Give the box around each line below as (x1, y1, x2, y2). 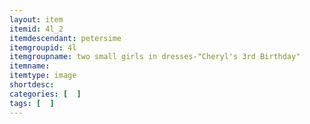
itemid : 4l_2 (9, 24, 64, 34)
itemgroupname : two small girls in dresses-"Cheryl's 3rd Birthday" (9, 52, 301, 62)
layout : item (9, 14, 64, 25)
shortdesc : (9, 80, 55, 90)
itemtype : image (9, 71, 77, 81)
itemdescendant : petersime (9, 33, 122, 43)
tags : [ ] (9, 98, 55, 108)
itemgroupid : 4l (9, 42, 77, 53)
